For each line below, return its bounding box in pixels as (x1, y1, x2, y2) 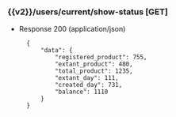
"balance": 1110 (54, 88, 109, 96)
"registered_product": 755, (54, 54, 147, 62)
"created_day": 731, (54, 81, 123, 89)
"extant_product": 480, (54, 60, 133, 69)
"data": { (40, 47, 73, 55)
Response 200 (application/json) (18, 25, 126, 34)
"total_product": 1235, (54, 67, 133, 75)
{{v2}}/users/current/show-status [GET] (7, 6, 168, 17)
